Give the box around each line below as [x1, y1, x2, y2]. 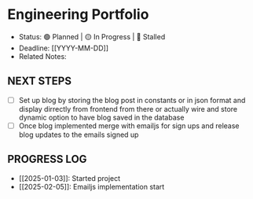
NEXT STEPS [7, 75, 72, 88]
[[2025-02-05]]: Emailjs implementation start [18, 182, 165, 191]
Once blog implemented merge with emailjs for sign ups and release [18, 120, 240, 131]
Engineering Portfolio [7, 6, 149, 24]
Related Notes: [18, 51, 68, 61]
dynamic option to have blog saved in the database [18, 112, 185, 122]
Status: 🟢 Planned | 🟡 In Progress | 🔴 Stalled [18, 31, 166, 41]
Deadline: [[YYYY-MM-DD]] [18, 43, 109, 53]
